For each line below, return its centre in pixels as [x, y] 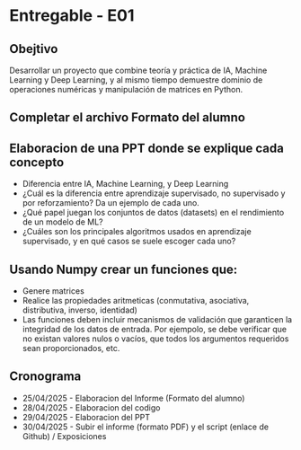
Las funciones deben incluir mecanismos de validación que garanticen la [157, 320]
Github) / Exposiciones [64, 436]
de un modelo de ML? [62, 222]
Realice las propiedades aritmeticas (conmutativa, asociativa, [136, 301]
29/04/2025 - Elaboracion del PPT [86, 417]
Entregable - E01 [72, 16]
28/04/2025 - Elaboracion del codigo [91, 407]
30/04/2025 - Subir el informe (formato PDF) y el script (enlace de [146, 427]
